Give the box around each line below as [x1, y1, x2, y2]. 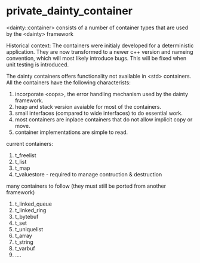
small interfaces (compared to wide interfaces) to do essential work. [14, 109, 183, 117]
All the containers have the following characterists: [6, 79, 131, 86]
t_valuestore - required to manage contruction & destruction [14, 170, 162, 178]
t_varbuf [14, 244, 35, 252]
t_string [14, 238, 34, 246]
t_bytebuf [14, 213, 39, 220]
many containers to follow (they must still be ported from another [6, 182, 166, 189]
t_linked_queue [14, 200, 53, 207]
